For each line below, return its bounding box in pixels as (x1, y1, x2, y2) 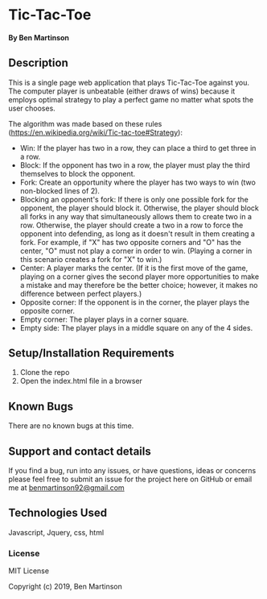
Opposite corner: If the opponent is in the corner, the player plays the (19, 297, 250, 307)
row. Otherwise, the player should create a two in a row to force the (19, 220, 244, 230)
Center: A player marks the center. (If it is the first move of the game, (19, 263, 249, 272)
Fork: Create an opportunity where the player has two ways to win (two (19, 177, 256, 187)
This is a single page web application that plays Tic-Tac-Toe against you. (8, 77, 249, 87)
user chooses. (8, 103, 56, 113)
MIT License (8, 566, 50, 576)
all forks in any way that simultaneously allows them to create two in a (19, 211, 252, 221)
